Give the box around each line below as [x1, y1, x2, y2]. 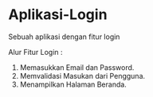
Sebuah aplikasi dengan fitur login [8, 32, 120, 41]
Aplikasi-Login [8, 6, 108, 24]
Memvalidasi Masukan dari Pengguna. [19, 71, 146, 80]
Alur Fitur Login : [8, 47, 63, 56]
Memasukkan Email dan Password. [19, 62, 135, 72]
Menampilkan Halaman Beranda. [19, 80, 127, 89]
